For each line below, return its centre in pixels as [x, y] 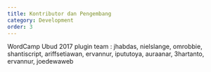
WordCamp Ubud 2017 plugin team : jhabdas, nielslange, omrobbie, [105, 47]
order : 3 [20, 27]
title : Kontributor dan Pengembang [59, 14]
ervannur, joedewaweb [40, 62]
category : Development [40, 20]
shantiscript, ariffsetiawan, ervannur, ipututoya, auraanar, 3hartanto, [106, 54]
